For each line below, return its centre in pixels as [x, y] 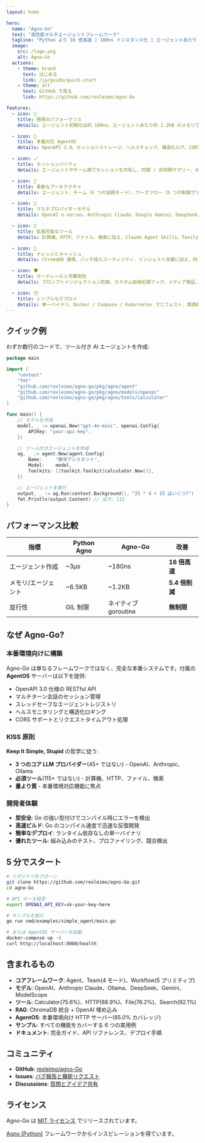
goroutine [122, 611]
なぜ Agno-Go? [35, 635]
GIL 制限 [77, 608]
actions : [23, 63]
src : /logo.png [37, 52]
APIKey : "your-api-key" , [60, 431]
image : [20, 46]
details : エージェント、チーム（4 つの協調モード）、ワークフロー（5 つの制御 [104, 192]
